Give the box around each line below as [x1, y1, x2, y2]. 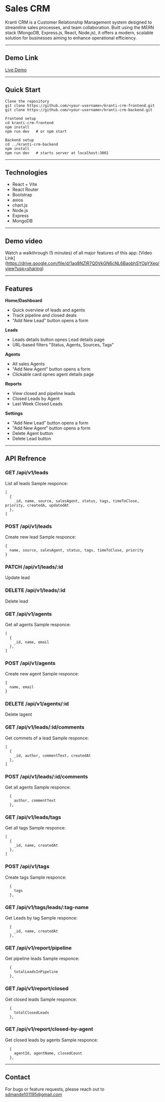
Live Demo [5, 67, 27, 73]
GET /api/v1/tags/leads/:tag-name [5, 904, 89, 911]
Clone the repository [5, 99, 50, 104]
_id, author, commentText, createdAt [14, 753, 91, 758]
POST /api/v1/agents [5, 660, 55, 667]
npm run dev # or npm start [5, 129, 67, 134]
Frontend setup [5, 116, 36, 121]
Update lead [5, 575, 30, 581]
